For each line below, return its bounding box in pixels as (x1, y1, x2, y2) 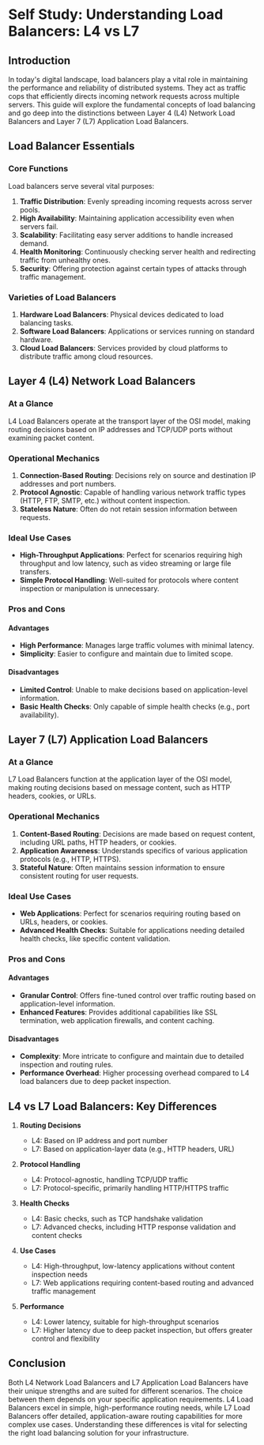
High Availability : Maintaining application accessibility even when (19, 213, 235, 223)
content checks (31, 1231, 83, 1240)
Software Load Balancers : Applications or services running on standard (19, 326, 255, 336)
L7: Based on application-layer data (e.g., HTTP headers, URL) (31, 1144, 235, 1154)
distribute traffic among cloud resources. (19, 352, 153, 361)
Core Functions (8, 164, 69, 175)
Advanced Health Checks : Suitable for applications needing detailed (19, 925, 245, 935)
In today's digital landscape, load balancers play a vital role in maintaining (8, 75, 248, 84)
